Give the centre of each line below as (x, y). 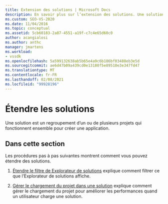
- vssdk (13, 56)
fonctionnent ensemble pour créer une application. (57, 128)
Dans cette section (35, 144)
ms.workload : (19, 51)
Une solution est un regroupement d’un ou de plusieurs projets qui (73, 122)
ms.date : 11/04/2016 (27, 24)
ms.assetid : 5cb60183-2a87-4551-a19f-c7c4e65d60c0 (59, 33)
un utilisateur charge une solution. (47, 196)
